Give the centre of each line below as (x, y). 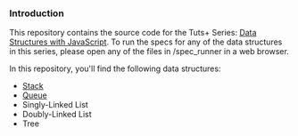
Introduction (37, 13)
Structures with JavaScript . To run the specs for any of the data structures (146, 42)
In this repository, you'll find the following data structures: (115, 68)
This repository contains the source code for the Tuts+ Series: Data (133, 33)
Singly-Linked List (55, 105)
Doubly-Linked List (57, 115)
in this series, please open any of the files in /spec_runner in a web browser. (149, 52)
